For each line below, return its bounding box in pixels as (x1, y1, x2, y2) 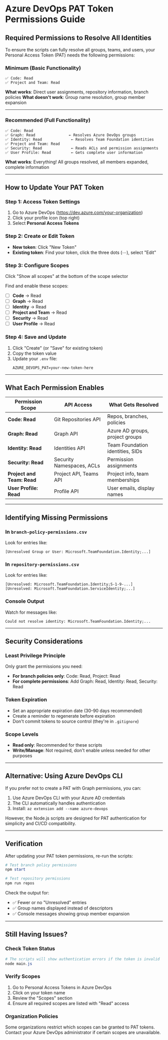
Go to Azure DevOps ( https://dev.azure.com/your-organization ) (12, 209, 143, 215)
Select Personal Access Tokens (12, 220, 79, 226)
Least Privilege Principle (5, 652, 66, 659)
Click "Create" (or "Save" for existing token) (12, 345, 103, 351)
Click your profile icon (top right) (12, 215, 80, 221)
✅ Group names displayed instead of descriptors (12, 905, 113, 911)
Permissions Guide (5, 13, 85, 25)
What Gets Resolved (109, 401, 159, 408)
